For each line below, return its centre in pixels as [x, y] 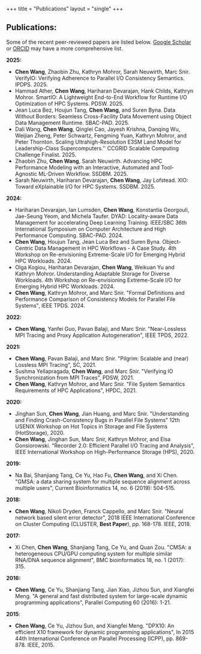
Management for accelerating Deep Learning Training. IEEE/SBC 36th [101, 222]
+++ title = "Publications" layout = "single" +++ [65, 9]
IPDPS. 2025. [31, 84]
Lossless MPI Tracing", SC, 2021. [56, 365]
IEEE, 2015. [41, 644]
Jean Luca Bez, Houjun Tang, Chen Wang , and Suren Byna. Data [95, 110]
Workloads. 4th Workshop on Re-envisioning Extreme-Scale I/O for [98, 280]
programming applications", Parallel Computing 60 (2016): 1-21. [93, 602]
